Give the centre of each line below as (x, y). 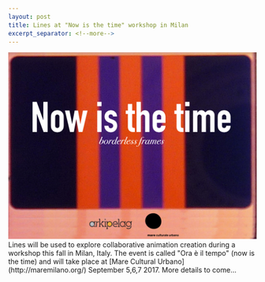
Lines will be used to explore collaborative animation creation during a (122, 244)
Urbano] (171, 261)
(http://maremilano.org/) (47, 269)
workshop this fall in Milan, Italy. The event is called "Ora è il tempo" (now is (131, 253)
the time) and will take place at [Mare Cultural (82, 261)
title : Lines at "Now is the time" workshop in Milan (99, 25)
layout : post (30, 17)
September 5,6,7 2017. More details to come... (162, 269)
